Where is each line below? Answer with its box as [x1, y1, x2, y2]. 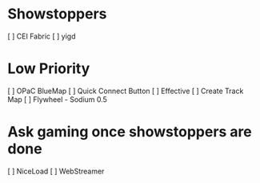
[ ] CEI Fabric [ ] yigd [7, 31, 77, 41]
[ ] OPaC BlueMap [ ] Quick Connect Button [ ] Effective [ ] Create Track [7, 86, 244, 96]
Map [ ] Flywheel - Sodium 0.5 [7, 94, 107, 104]
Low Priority [7, 59, 90, 78]
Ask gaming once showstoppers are [7, 123, 253, 141]
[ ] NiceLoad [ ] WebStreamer [7, 166, 105, 176]
